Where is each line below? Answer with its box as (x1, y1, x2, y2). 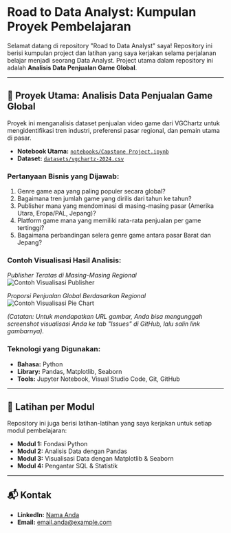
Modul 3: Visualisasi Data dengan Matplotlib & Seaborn (16, 454, 174, 463)
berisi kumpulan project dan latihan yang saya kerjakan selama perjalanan (7, 49, 217, 57)
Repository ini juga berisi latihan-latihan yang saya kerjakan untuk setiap (7, 419, 212, 428)
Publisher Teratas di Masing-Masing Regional (7, 271, 137, 280)
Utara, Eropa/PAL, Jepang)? (16, 209, 96, 218)
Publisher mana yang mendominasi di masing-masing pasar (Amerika (16, 202, 214, 210)
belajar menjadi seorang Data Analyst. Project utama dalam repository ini (7, 56, 213, 64)
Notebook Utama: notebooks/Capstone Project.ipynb (16, 147, 169, 155)
